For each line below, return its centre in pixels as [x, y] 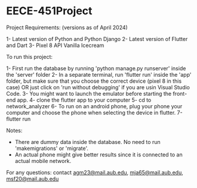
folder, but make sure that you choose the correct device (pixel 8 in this [94, 81]
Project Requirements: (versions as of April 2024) [67, 27]
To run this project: [29, 57]
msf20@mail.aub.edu [33, 178]
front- [180, 93]
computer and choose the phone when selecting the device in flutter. [91, 112]
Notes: [14, 130]
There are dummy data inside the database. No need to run [87, 142]
